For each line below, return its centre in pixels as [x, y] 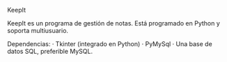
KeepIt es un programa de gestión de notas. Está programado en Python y [114, 23]
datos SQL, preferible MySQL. [50, 51]
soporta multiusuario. [38, 31]
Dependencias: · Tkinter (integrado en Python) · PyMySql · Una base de [110, 44]
